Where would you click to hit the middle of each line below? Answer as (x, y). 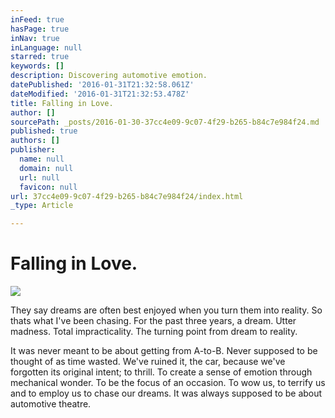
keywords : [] (37, 66)
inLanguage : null (46, 47)
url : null (39, 177)
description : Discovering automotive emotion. (109, 76)
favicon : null (48, 187)
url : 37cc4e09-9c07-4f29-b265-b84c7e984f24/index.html (127, 196)
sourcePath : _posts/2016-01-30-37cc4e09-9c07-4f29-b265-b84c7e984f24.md (165, 122)
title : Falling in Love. (62, 103)
